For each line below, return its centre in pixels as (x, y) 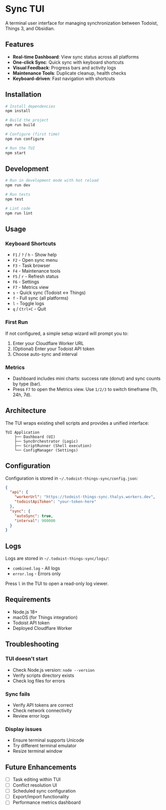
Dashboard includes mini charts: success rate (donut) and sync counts (87, 378)
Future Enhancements (41, 767)
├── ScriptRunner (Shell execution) (53, 446)
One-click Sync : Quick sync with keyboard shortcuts (68, 62)
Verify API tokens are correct (43, 705)
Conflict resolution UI (35, 785)
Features (20, 45)
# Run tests (18, 194)
